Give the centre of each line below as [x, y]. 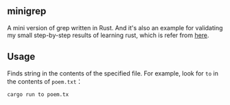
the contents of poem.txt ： [45, 81]
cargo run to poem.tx [38, 94]
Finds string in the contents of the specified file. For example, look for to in [113, 73]
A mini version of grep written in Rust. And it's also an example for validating [115, 27]
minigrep [27, 11]
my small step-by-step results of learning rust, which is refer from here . [108, 35]
